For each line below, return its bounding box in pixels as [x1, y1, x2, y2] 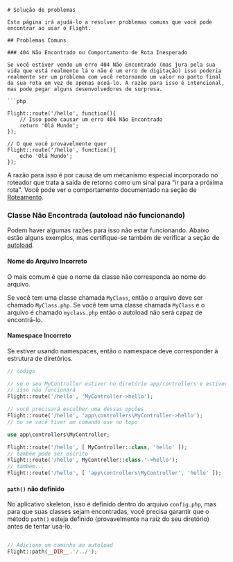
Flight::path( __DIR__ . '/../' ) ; [7, 548, 98, 556]
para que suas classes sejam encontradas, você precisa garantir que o [7, 508, 209, 516]
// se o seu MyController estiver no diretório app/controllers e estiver [7, 380, 228, 387]
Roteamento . [7, 193, 44, 201]
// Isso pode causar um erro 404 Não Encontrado [19, 116, 163, 123]
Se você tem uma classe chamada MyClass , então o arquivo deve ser [7, 293, 203, 302]
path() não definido [7, 484, 64, 493]
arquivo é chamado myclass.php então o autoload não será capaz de [7, 308, 202, 316]
